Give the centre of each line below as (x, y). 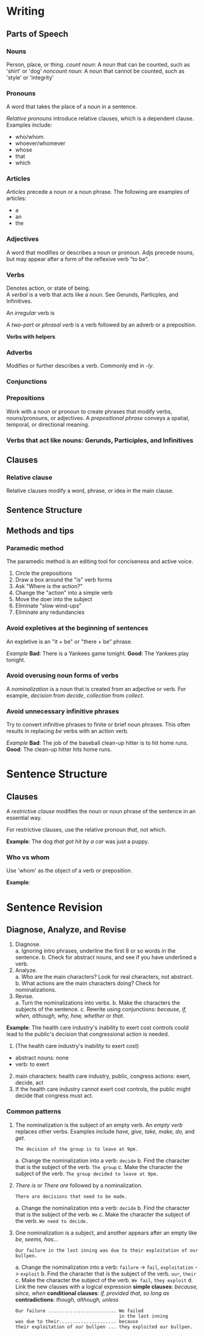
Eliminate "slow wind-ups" (48, 606)
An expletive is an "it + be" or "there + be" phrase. (69, 641)
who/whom (29, 137)
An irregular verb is (30, 313)
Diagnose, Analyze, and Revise (66, 930)
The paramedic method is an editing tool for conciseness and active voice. (100, 561)
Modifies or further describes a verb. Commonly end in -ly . (80, 366)
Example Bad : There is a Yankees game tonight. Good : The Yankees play (98, 653)
